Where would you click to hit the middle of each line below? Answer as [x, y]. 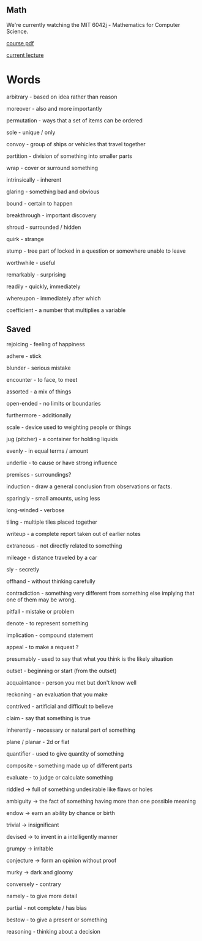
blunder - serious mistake [39, 368]
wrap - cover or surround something [52, 168]
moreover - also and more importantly [54, 108]
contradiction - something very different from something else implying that [100, 593]
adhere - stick [24, 356]
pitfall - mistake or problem [40, 611]
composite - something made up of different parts [69, 765]
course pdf [20, 43]
